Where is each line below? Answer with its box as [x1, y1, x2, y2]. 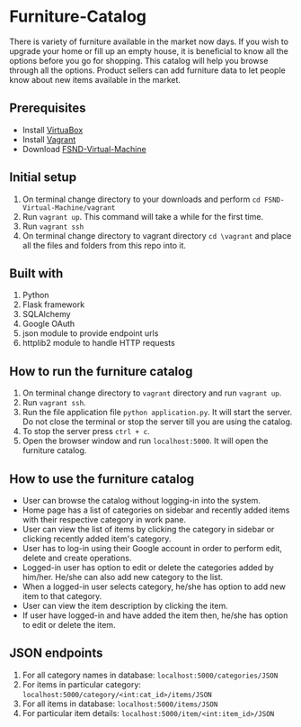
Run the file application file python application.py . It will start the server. [22, 407, 293, 418]
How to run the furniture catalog [9, 363, 193, 379]
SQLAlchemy [22, 309, 71, 320]
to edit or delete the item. [22, 620, 116, 630]
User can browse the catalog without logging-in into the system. [22, 495, 261, 505]
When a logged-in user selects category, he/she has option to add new [22, 581, 286, 592]
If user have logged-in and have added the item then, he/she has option [22, 610, 288, 621]
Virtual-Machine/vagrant [22, 203, 116, 213]
